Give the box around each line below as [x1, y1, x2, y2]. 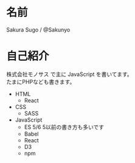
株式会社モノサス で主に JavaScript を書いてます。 [6, 71, 133, 78]
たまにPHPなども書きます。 [6, 78, 75, 85]
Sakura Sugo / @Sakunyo [6, 26, 71, 33]
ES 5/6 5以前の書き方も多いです [24, 123, 105, 131]
